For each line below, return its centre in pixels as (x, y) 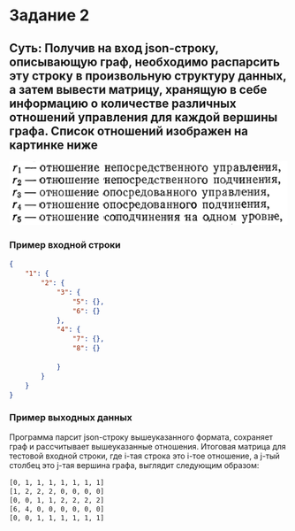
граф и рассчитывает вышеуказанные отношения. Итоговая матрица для (148, 446)
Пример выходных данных (71, 418)
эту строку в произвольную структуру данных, (148, 76)
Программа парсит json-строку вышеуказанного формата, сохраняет (141, 437)
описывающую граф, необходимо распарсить (145, 62)
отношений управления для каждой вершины (144, 117)
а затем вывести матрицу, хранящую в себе (138, 89)
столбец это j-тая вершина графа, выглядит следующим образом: (134, 465)
